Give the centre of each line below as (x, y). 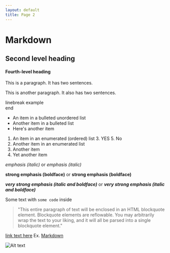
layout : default (22, 10)
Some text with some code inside (39, 200)
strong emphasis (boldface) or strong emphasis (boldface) (69, 175)
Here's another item (33, 129)
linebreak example (25, 103)
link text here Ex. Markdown (34, 236)
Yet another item (30, 155)
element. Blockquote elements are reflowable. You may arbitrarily (86, 215)
